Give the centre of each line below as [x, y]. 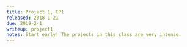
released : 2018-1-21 [33, 18]
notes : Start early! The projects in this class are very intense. [94, 35]
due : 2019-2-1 [24, 23]
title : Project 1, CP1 [35, 12]
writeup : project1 [30, 29]
